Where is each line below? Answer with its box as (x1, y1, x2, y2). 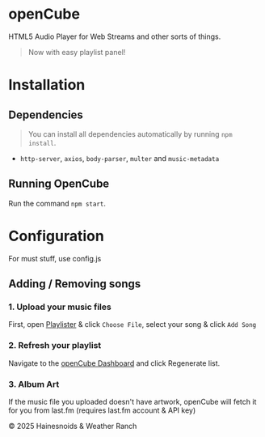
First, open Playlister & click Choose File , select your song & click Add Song (8, 320, 257, 329)
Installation (8, 76, 86, 94)
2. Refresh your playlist (8, 340, 102, 351)
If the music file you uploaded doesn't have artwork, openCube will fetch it (8, 397, 257, 406)
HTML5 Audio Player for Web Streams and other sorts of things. (8, 32, 221, 41)
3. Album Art (8, 378, 60, 389)
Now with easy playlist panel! (27, 47, 126, 57)
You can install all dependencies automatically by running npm (27, 129, 233, 138)
